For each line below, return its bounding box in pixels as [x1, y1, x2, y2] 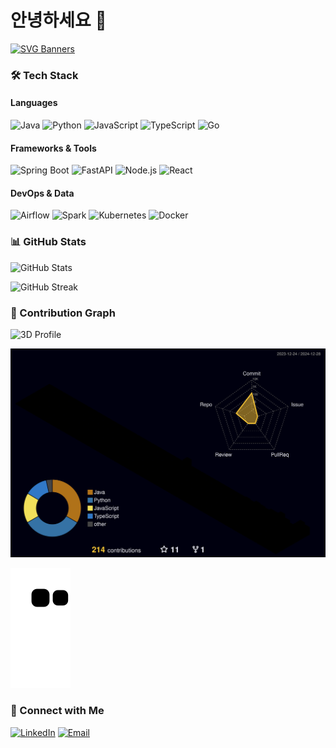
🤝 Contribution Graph [10, 306, 116, 320]
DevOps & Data [10, 187, 75, 199]
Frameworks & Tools [10, 142, 97, 154]
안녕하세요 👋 [10, 9, 107, 32]
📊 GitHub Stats [10, 235, 87, 249]
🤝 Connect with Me [10, 704, 105, 718]
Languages [10, 97, 58, 109]
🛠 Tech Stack [10, 68, 79, 82]
